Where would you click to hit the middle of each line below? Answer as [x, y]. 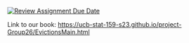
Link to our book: [32, 24]
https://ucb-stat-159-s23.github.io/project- [119, 24]
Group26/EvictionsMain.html [48, 32]
